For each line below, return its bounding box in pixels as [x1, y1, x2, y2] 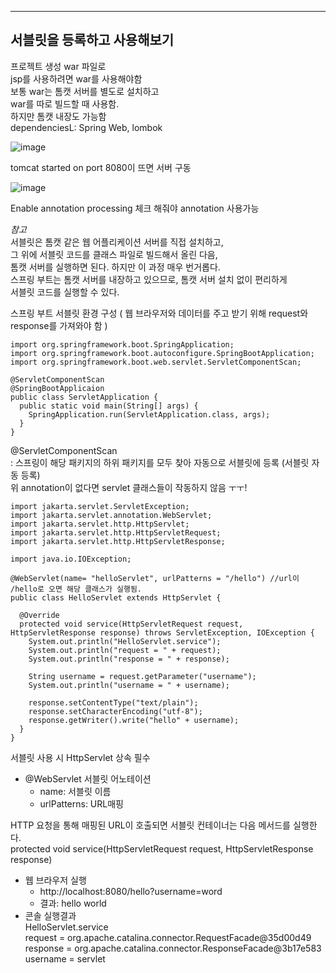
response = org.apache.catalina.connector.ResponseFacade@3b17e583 [24, 942, 322, 954]
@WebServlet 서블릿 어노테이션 [24, 772, 152, 785]
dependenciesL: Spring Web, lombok [10, 121, 163, 133]
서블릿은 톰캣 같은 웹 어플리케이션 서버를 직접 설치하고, [10, 236, 224, 248]
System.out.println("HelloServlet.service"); [28, 636, 222, 646]
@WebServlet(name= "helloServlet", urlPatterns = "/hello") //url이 [10, 573, 300, 583]
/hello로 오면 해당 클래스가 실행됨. [10, 584, 143, 594]
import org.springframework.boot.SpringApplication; [10, 339, 235, 350]
